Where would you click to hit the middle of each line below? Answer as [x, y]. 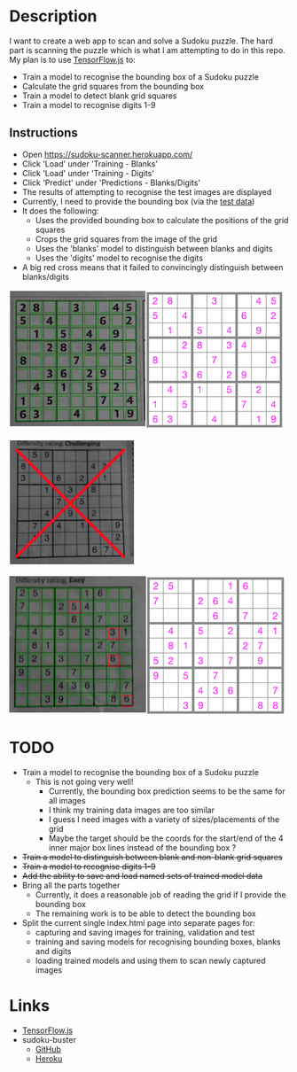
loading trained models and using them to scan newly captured [150, 960]
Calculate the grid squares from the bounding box [113, 86]
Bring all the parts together [71, 885]
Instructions [43, 133]
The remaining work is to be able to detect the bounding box [146, 913]
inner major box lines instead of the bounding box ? [142, 847]
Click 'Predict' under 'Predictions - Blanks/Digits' [111, 183]
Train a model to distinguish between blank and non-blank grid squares [152, 857]
